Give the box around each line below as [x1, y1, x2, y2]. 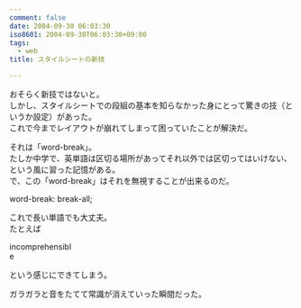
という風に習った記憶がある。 [9, 164, 120, 175]
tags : [9, 38, 30, 48]
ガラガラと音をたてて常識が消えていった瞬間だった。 [9, 289, 207, 299]
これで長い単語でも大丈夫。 [9, 213, 113, 222]
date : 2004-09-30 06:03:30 [9, 22, 111, 31]
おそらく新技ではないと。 [9, 89, 105, 99]
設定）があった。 [32, 112, 96, 122]
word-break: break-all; [9, 194, 93, 204]
